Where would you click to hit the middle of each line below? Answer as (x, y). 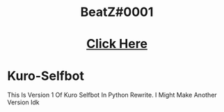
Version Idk (23, 102)
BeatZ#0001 (117, 12)
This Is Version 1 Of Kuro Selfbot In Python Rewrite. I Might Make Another (112, 95)
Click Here (117, 44)
